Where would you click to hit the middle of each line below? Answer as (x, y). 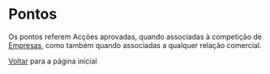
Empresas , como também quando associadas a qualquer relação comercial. (135, 45)
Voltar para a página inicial (53, 61)
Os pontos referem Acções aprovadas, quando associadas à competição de (135, 37)
